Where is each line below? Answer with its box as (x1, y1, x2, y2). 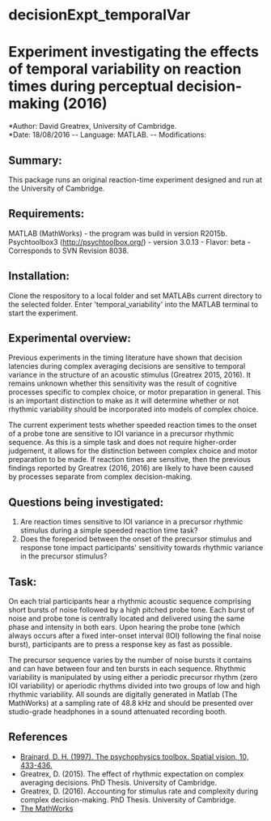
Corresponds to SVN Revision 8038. (8, 246, 129, 255)
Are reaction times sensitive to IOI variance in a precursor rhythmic (19, 517, 243, 527)
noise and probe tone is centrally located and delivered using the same (8, 614, 245, 623)
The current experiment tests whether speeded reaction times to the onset (8, 420, 257, 430)
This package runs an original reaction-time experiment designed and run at (8, 174, 263, 184)
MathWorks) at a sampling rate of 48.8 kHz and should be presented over (8, 699, 253, 708)
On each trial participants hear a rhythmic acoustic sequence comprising (8, 597, 252, 605)
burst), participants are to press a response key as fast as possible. (8, 639, 233, 649)
